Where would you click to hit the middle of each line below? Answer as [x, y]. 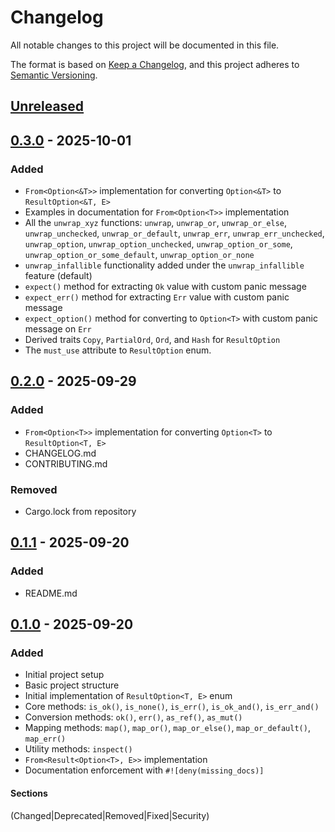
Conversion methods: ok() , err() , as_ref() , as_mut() [133, 717]
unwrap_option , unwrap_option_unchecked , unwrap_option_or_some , [158, 244]
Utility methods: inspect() [78, 749]
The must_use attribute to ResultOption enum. [118, 350]
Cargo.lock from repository [80, 511]
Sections [29, 793]
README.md [51, 593]
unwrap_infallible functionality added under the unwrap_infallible [164, 265]
